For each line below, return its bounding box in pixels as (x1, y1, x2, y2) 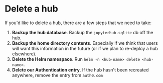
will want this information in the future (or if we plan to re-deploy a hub (12, 45, 158, 51)
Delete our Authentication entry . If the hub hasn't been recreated (12, 66, 149, 73)
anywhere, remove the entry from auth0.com (12, 72, 103, 78)
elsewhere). (12, 51, 37, 57)
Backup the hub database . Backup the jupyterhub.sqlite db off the (12, 29, 153, 35)
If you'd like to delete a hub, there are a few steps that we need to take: (5, 20, 151, 26)
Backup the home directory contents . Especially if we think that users (12, 40, 158, 46)
